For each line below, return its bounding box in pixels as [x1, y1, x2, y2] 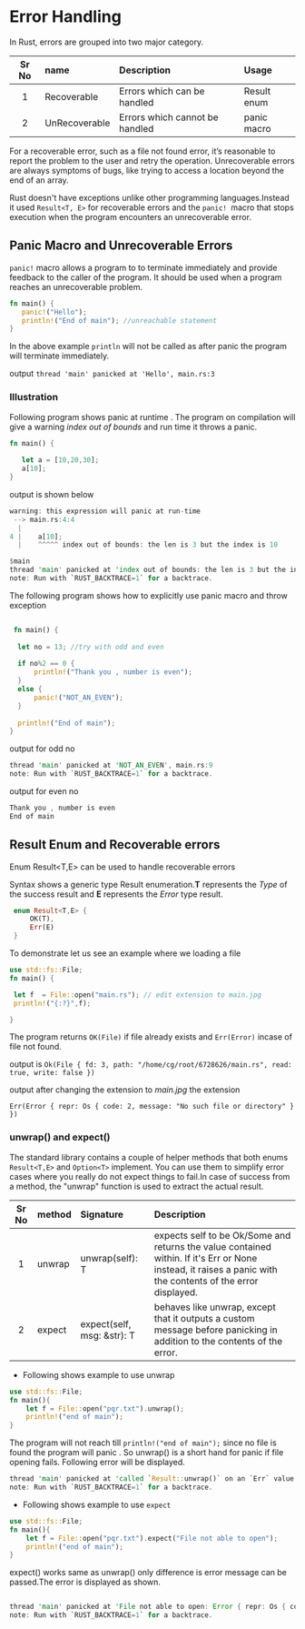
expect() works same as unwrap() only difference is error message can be [9, 1567, 288, 1578]
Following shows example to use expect [22, 1499, 172, 1510]
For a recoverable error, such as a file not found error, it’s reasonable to [9, 146, 276, 156]
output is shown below [9, 488, 94, 499]
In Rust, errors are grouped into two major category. [9, 36, 204, 47]
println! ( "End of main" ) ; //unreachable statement [21, 316, 218, 325]
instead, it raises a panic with [153, 1262, 279, 1275]
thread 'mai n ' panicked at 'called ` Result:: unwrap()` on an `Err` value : [9, 1474, 299, 1483]
